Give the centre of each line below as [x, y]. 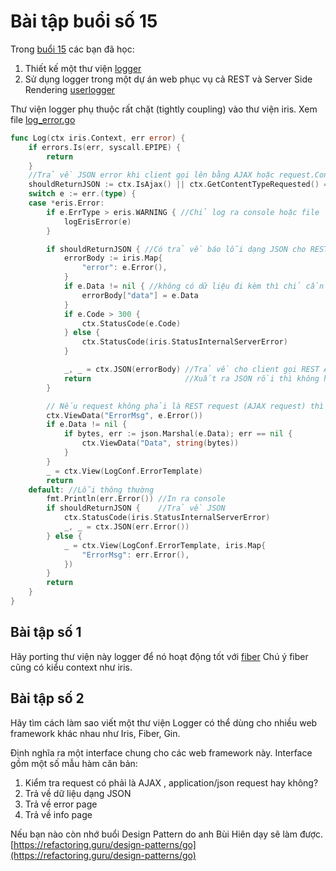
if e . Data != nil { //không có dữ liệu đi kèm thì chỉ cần [194, 286]
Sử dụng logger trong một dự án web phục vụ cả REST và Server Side [168, 79]
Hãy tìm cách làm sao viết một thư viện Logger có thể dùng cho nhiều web [164, 722]
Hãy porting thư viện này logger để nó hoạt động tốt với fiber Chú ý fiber [159, 656]
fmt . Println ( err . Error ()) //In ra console [136, 499]
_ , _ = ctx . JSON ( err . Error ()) [126, 527]
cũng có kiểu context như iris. [71, 667]
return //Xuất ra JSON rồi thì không [191, 378]
